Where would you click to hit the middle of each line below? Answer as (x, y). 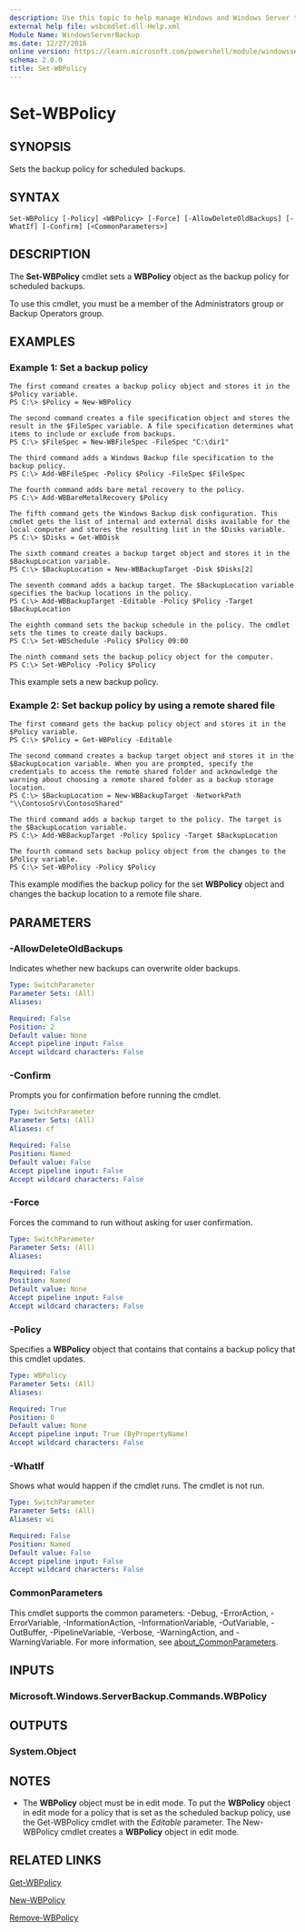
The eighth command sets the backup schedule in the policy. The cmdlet (150, 625)
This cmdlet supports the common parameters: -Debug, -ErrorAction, (139, 1613)
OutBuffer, (29, 1632)
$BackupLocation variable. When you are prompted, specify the (132, 764)
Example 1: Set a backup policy (79, 367)
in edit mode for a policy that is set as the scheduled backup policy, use (157, 1813)
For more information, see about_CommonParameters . (177, 1642)
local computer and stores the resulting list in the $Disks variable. (148, 530)
